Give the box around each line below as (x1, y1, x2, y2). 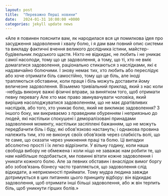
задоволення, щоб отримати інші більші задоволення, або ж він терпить (5, 180, 160, 186)
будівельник (5, 51, 32, 57)
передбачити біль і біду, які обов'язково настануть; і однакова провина (5, 126, 159, 133)
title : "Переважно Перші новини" (5, 12, 78, 17)
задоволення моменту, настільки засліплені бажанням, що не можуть (5, 121, 156, 127)
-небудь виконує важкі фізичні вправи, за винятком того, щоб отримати (5, 89, 160, 95)
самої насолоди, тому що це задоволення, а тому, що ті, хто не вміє (5, 56, 152, 63)
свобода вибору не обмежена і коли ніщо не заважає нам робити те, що (5, 148, 161, 154)
